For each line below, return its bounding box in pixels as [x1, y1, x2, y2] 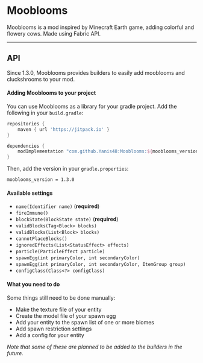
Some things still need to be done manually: [7, 294, 116, 301]
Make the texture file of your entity [15, 306, 102, 313]
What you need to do [7, 281, 60, 288]
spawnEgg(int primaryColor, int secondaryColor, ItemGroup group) [15, 262, 186, 268]
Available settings [7, 189, 53, 197]
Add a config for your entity [15, 331, 85, 338]
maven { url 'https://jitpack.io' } [17, 126, 110, 133]
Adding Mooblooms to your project [7, 89, 96, 96]
